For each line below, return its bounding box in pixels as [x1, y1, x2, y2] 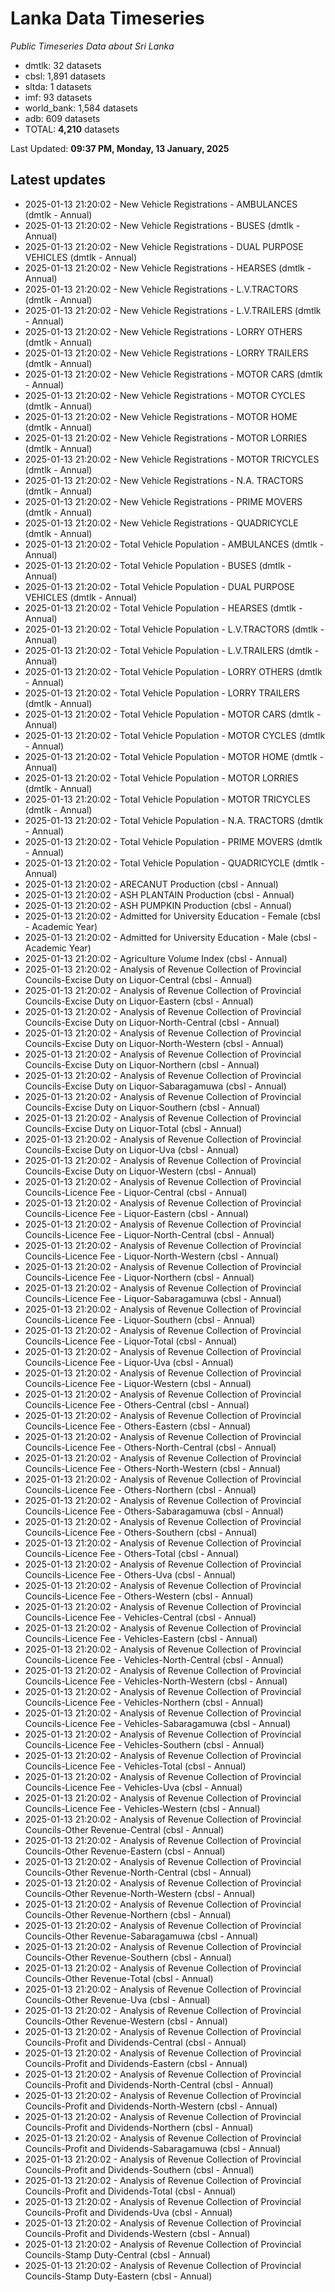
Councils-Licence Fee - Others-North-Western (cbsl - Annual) [24, 1462, 281, 1474]
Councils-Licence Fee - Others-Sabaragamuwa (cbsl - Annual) [24, 1505, 284, 1517]
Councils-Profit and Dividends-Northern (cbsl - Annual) [24, 2121, 254, 2133]
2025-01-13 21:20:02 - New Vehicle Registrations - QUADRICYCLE [24, 517, 299, 529]
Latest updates [10, 172, 106, 189]
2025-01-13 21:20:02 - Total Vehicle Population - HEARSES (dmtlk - [24, 602, 303, 614]
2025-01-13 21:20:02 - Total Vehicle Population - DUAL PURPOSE [24, 580, 295, 592]
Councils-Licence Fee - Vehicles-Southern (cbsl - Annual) [24, 1738, 265, 1751]
